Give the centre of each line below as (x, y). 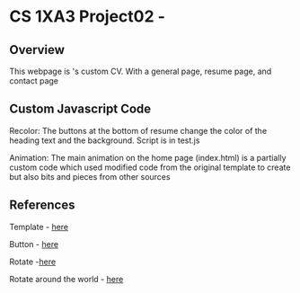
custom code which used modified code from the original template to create (150, 167)
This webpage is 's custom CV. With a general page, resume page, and (141, 71)
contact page (34, 81)
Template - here (39, 226)
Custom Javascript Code (80, 109)
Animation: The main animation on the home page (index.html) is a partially (148, 157)
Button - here (34, 244)
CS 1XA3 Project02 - (88, 17)
